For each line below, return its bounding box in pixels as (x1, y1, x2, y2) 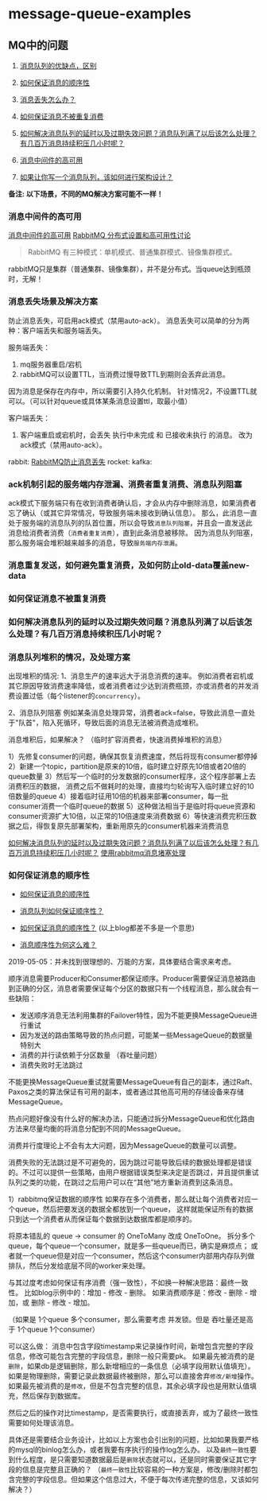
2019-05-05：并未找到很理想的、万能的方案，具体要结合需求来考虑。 (8, 957, 236, 967)
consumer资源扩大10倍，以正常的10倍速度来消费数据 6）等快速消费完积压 (8, 811, 250, 820)
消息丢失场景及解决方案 (8, 296, 98, 307)
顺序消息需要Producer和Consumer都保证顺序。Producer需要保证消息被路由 (8, 974, 256, 983)
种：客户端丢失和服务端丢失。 (8, 325, 106, 335)
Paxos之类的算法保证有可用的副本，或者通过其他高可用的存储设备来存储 (8, 1087, 244, 1097)
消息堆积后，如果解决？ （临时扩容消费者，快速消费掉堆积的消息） (8, 735, 226, 744)
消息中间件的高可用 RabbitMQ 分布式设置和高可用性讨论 (8, 231, 192, 240)
